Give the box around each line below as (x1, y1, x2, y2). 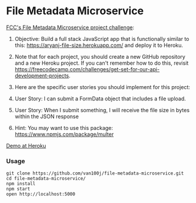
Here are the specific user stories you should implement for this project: (14, 83, 191, 90)
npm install (6, 181, 36, 187)
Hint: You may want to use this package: (14, 124, 114, 131)
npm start (6, 186, 31, 192)
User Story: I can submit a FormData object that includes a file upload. (14, 95, 187, 102)
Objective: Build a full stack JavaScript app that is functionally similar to (14, 35, 189, 42)
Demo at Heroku (6, 142, 46, 149)
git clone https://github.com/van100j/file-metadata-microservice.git (6, 170, 184, 176)
